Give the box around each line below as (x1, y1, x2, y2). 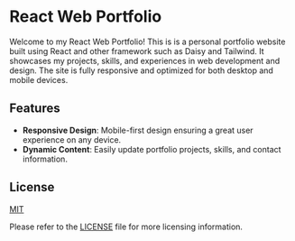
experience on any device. (22, 134, 122, 145)
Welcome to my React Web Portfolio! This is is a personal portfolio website (9, 36, 286, 47)
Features (9, 101, 60, 116)
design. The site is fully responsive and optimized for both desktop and (9, 65, 273, 76)
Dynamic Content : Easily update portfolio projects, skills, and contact (22, 144, 281, 154)
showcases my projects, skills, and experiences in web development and (9, 55, 281, 66)
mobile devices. (9, 74, 69, 85)
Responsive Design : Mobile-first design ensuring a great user (22, 125, 254, 135)
